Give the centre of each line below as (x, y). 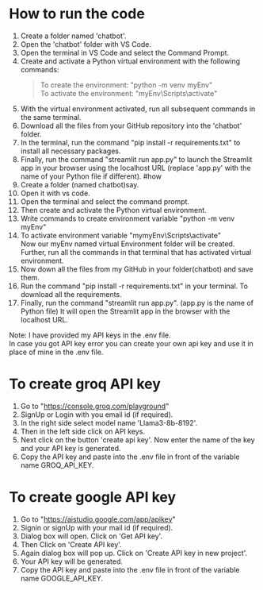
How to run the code (77, 14)
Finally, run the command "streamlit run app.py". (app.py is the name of (137, 303)
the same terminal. (51, 117)
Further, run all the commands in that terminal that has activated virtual (136, 252)
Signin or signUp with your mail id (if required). (97, 527)
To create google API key (93, 497)
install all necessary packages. (71, 151)
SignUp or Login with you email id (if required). (97, 415)
